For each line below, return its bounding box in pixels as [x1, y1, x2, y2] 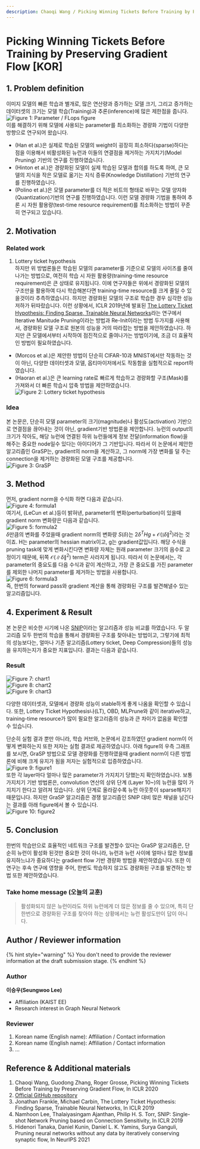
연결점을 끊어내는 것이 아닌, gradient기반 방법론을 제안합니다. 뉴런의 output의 [12, 425, 193, 433]
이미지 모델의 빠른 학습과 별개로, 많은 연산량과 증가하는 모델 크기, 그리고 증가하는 [6, 100, 193, 107]
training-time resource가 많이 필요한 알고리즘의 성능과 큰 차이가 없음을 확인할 [6, 715, 188, 722]
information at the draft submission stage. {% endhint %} [6, 957, 146, 964]
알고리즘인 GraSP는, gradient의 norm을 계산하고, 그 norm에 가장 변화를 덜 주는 [6, 447, 191, 455]
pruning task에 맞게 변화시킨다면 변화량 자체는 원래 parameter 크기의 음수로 [6, 546, 185, 553]
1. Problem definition [6, 84, 85, 94]
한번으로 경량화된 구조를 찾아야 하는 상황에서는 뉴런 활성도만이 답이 [20, 910, 177, 917]
